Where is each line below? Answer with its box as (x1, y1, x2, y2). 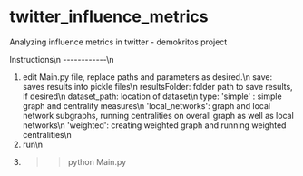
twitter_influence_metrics (9, 6, 209, 27)
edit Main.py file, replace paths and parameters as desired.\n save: (22, 71, 273, 83)
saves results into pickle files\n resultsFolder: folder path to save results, (22, 81, 293, 92)
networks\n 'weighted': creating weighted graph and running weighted (22, 120, 287, 131)
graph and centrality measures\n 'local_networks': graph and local (22, 100, 270, 111)
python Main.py (67, 156, 127, 167)
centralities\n (22, 129, 72, 140)
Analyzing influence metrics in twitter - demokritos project (9, 36, 228, 47)
